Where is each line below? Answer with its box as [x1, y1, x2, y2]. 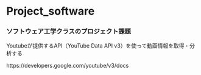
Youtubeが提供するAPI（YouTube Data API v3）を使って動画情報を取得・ [6, 42, 190, 49]
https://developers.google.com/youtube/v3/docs [6, 62, 129, 70]
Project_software [6, 4, 95, 18]
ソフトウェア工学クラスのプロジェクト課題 [6, 27, 131, 36]
